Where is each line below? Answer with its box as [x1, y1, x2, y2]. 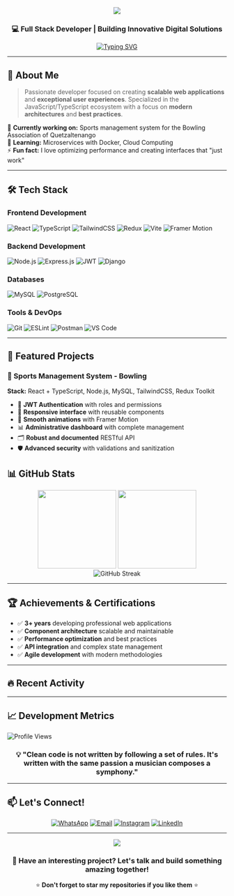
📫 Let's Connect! [7, 797, 85, 809]
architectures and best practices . [24, 110, 123, 118]
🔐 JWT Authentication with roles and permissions [17, 401, 162, 409]
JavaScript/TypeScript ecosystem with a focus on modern [24, 102, 193, 111]
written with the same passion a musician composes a [23, 758, 211, 768]
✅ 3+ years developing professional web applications [17, 619, 172, 627]
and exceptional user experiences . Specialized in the [24, 95, 180, 104]
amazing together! [84, 864, 150, 874]
